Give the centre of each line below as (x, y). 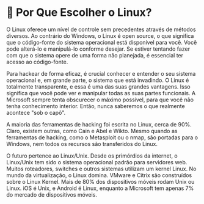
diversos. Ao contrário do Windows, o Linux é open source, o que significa (100, 35)
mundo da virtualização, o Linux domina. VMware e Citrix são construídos (99, 175)
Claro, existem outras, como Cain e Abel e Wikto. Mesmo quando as (92, 131)
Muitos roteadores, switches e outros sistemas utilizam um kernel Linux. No (101, 169)
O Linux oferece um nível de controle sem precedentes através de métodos (101, 29)
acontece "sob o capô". (36, 112)
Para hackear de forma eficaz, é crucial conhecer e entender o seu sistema (101, 73)
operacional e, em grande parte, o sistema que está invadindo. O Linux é (98, 80)
